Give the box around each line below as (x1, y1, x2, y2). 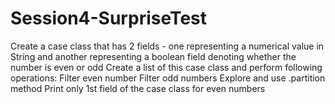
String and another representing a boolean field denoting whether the (10, 50, 297, 62)
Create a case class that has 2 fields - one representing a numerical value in (10, 40, 325, 52)
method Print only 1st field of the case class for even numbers (10, 82, 266, 94)
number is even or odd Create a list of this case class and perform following (10, 61, 323, 73)
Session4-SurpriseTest (10, 7, 208, 30)
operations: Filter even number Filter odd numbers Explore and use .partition (10, 72, 326, 84)
